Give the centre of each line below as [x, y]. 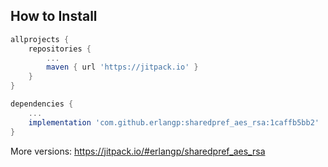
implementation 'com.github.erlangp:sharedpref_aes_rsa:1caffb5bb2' [174, 122]
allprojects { [40, 39]
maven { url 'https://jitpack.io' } [122, 67]
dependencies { [42, 104]
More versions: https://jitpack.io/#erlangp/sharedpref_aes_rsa [138, 151]
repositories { [60, 49]
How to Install [54, 16]
